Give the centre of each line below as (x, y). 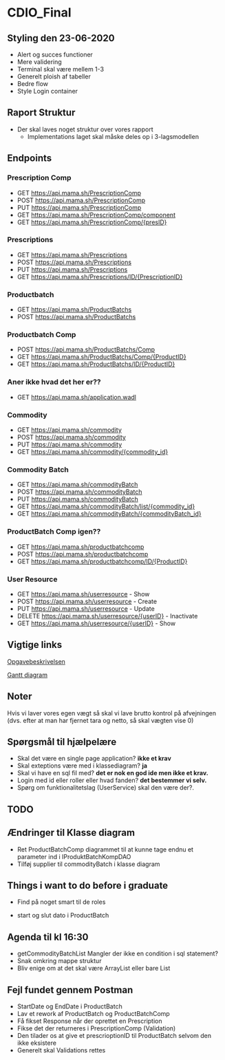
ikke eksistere (37, 1043)
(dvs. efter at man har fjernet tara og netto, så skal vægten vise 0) (100, 720)
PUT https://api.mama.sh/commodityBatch (78, 499)
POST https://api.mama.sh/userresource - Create (87, 601)
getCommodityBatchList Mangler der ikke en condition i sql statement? (118, 953)
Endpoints (30, 159)
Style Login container (47, 91)
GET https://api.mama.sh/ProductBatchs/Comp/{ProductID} (102, 357)
